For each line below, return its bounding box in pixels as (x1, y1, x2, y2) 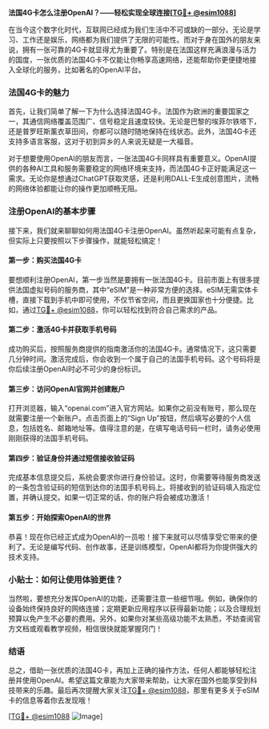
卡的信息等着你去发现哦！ (8, 695, 93, 705)
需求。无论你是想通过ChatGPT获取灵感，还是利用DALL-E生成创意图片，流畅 (8, 174, 259, 184)
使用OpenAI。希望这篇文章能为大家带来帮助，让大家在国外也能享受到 (22, 675, 251, 685)
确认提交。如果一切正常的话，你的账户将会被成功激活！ (29, 492, 212, 502)
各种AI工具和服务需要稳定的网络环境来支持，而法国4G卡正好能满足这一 (22, 164, 256, 173)
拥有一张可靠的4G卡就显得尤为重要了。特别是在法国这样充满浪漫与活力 (22, 45, 257, 55)
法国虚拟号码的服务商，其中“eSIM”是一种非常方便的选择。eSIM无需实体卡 (14, 285, 259, 294)
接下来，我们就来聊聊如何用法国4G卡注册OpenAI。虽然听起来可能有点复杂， (8, 225, 260, 235)
